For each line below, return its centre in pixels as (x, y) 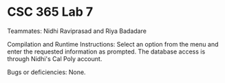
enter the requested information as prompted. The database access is (106, 51)
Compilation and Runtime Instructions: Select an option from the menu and (113, 44)
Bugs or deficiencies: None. (46, 72)
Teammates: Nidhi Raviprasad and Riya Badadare (77, 31)
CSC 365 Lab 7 (50, 12)
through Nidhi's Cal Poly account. (55, 58)
